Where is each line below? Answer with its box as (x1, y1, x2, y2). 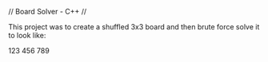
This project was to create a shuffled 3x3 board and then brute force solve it (8, 22, 260, 31)
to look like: (8, 31, 46, 40)
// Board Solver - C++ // (8, 7, 87, 16)
